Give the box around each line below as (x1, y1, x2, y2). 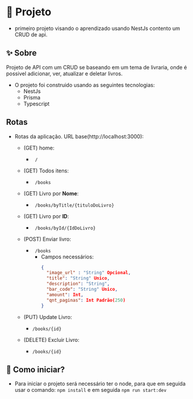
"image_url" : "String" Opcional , (46, 270, 131, 276)
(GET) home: (23, 144, 55, 151)
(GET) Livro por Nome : (23, 189, 79, 197)
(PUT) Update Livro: (23, 313, 72, 320)
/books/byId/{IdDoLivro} (35, 225, 96, 231)
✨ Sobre (6, 48, 37, 58)
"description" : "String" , (46, 281, 110, 287)
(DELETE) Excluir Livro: (23, 336, 79, 343)
